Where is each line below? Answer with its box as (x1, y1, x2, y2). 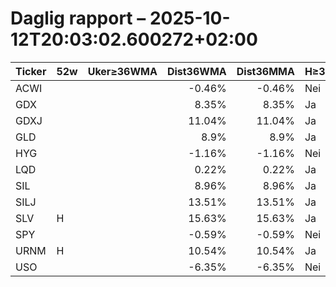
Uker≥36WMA (87, 64, 158, 78)
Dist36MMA (236, 64, 295, 78)
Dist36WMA (166, 64, 227, 78)
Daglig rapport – (10, 7, 147, 30)
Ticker (15, 64, 47, 78)
